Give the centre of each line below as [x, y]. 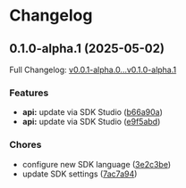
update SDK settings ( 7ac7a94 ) [80, 174]
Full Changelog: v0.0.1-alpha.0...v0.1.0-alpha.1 [93, 69]
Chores [25, 145]
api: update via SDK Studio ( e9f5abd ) [91, 122]
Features [29, 93]
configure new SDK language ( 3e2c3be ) [97, 164]
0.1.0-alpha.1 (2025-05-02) [87, 49]
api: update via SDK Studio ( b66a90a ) [93, 112]
